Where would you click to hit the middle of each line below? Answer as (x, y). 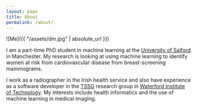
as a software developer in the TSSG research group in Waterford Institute (96, 86)
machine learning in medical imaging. (51, 99)
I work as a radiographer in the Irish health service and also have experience (98, 80)
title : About (22, 17)
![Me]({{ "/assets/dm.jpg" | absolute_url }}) (58, 39)
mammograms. (24, 69)
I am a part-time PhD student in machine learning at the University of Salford (98, 50)
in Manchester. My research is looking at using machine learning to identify (97, 57)
